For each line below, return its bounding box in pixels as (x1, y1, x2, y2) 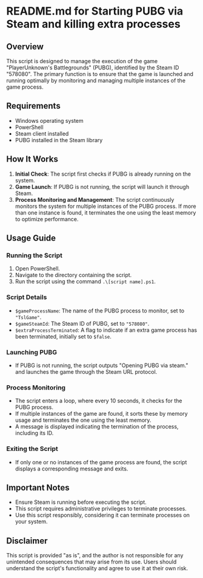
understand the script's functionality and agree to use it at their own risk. (6, 565, 188, 572)
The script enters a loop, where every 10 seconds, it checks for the (15, 397, 182, 405)
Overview (6, 41, 44, 52)
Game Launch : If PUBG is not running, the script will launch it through (15, 183, 190, 190)
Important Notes (6, 482, 70, 493)
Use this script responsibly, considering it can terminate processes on (15, 512, 190, 519)
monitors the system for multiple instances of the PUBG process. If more (15, 202, 196, 210)
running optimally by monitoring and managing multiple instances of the (6, 77, 186, 84)
